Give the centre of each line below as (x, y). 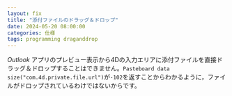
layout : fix (24, 13)
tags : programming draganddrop (53, 39)
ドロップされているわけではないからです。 (80, 86)
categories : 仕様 (31, 33)
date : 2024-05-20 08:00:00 (46, 26)
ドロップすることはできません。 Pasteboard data (100, 68)
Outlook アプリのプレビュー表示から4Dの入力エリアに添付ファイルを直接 (112, 60)
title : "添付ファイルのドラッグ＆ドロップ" (63, 20)
